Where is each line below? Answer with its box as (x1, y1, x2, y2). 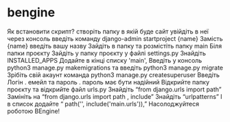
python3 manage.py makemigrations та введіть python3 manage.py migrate (7, 63, 223, 72)
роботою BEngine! (7, 107, 60, 115)
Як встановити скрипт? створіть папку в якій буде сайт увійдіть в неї (7, 27, 209, 35)
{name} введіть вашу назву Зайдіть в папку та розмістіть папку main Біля (7, 42, 222, 50)
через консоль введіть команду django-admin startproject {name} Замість (7, 34, 223, 42)
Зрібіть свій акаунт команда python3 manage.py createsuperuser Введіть (7, 70, 220, 79)
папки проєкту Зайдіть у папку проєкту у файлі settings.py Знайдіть (7, 49, 206, 57)
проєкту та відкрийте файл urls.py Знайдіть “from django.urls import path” (7, 85, 222, 93)
